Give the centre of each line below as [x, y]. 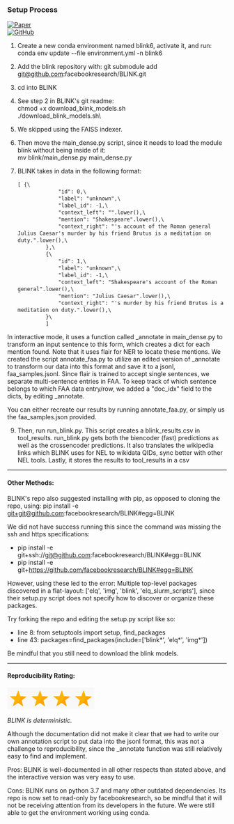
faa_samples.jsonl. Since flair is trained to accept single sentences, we [109, 374]
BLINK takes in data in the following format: [79, 171]
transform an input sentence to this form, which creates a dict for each [109, 344]
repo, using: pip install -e [43, 506]
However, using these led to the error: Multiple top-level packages [102, 583]
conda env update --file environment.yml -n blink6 [90, 53]
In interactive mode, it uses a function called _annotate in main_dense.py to [115, 337]
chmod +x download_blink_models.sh [71, 109]
